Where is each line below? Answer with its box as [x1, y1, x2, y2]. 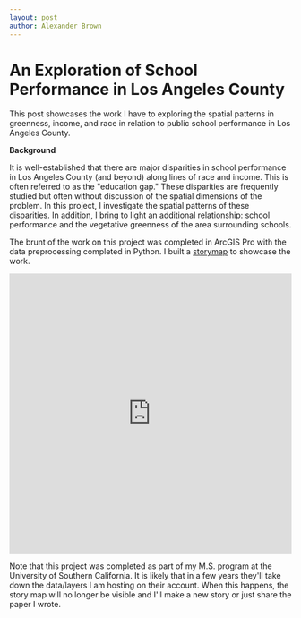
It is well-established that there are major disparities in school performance [9, 162, 287, 173]
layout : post [9, 13, 58, 22]
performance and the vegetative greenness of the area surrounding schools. [9, 219, 292, 230]
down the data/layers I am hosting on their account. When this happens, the [9, 579, 289, 591]
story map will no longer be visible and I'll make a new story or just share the [9, 589, 292, 600]
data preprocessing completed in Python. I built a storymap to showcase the [9, 246, 291, 257]
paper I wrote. [9, 599, 61, 610]
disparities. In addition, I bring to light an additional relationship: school [9, 210, 271, 220]
